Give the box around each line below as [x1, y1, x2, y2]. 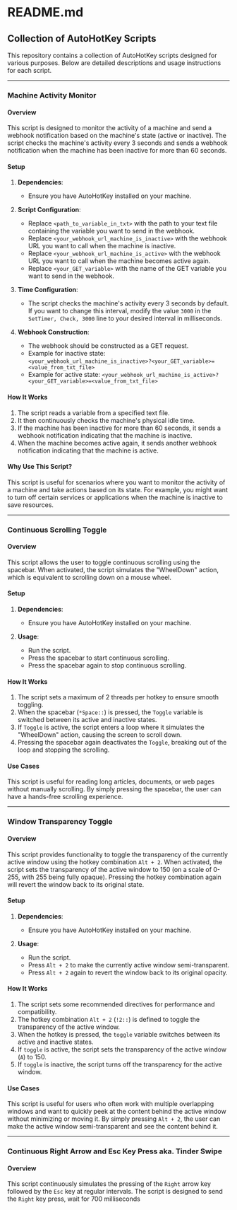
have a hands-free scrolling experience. [7, 793, 123, 801]
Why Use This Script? [7, 463, 73, 471]
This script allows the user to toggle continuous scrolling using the [7, 558, 200, 566]
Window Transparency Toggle [7, 817, 113, 827]
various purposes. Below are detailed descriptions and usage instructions [7, 59, 221, 67]
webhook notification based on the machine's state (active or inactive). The [7, 132, 227, 140]
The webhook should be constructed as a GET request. [28, 342, 189, 350]
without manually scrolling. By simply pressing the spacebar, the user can [7, 785, 221, 793]
